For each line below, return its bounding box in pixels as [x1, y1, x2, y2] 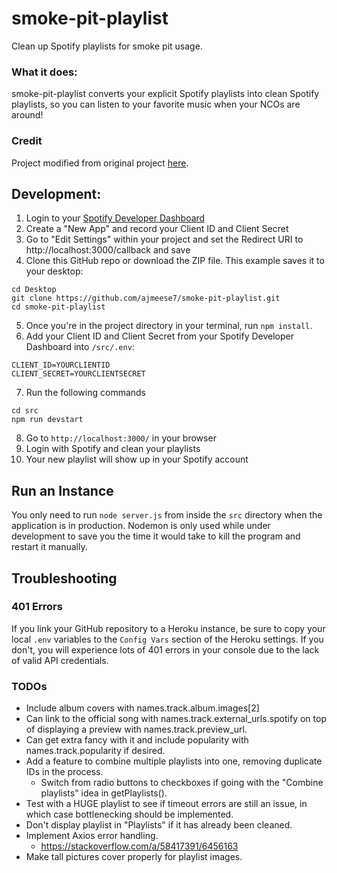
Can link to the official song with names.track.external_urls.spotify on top [25, 713, 327, 725]
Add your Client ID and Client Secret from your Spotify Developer [25, 330, 294, 342]
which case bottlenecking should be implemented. [25, 808, 234, 821]
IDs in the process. [25, 766, 104, 778]
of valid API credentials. [11, 654, 109, 666]
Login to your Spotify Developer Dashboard [25, 212, 206, 224]
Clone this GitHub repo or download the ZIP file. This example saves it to [25, 255, 325, 267]
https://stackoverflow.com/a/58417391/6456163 [40, 840, 239, 852]
